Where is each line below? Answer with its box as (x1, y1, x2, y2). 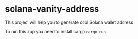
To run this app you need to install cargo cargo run (5, 28, 106, 34)
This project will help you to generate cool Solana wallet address (5, 19, 134, 25)
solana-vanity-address (5, 3, 99, 14)
